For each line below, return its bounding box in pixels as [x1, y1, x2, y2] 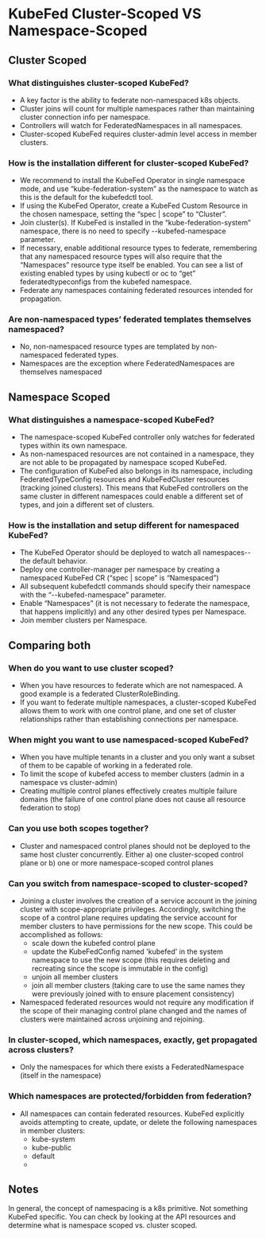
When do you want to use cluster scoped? [8, 662, 174, 674]
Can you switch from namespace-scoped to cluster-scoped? [8, 877, 249, 888]
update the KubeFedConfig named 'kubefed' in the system [31, 947, 224, 956]
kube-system [31, 1134, 75, 1143]
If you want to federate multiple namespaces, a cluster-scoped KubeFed [19, 697, 256, 707]
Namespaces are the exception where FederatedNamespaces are [19, 359, 235, 369]
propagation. [19, 294, 62, 303]
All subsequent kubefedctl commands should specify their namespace [19, 582, 251, 592]
